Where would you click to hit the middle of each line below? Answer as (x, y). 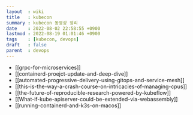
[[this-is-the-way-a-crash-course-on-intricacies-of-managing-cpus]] (101, 86)
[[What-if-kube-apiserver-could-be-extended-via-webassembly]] (96, 99)
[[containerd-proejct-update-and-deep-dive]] (71, 74)
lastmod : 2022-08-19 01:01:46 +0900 (53, 34)
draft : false (26, 45)
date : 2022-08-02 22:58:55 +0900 (53, 28)
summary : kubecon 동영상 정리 (42, 23)
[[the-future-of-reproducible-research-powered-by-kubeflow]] (93, 92)
